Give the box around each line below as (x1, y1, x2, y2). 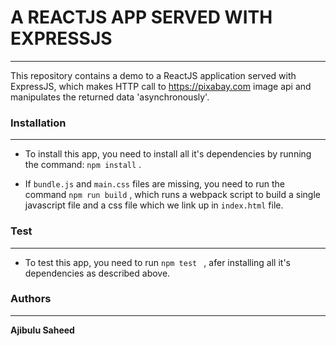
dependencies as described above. (24, 267, 171, 279)
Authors (10, 292, 52, 306)
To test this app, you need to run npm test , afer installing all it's (24, 256, 291, 268)
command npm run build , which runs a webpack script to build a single (24, 189, 321, 201)
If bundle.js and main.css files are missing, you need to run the (24, 178, 285, 190)
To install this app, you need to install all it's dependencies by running (24, 148, 312, 160)
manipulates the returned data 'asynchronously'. (10, 91, 210, 103)
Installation (10, 116, 67, 130)
